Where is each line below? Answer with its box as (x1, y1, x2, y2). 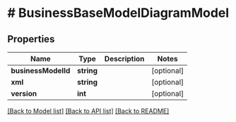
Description (104, 54, 145, 63)
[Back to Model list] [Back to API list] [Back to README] (7, 107, 170, 115)
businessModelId (11, 66, 71, 75)
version (11, 89, 37, 98)
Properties (7, 33, 55, 45)
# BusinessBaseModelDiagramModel (7, 5, 230, 21)
